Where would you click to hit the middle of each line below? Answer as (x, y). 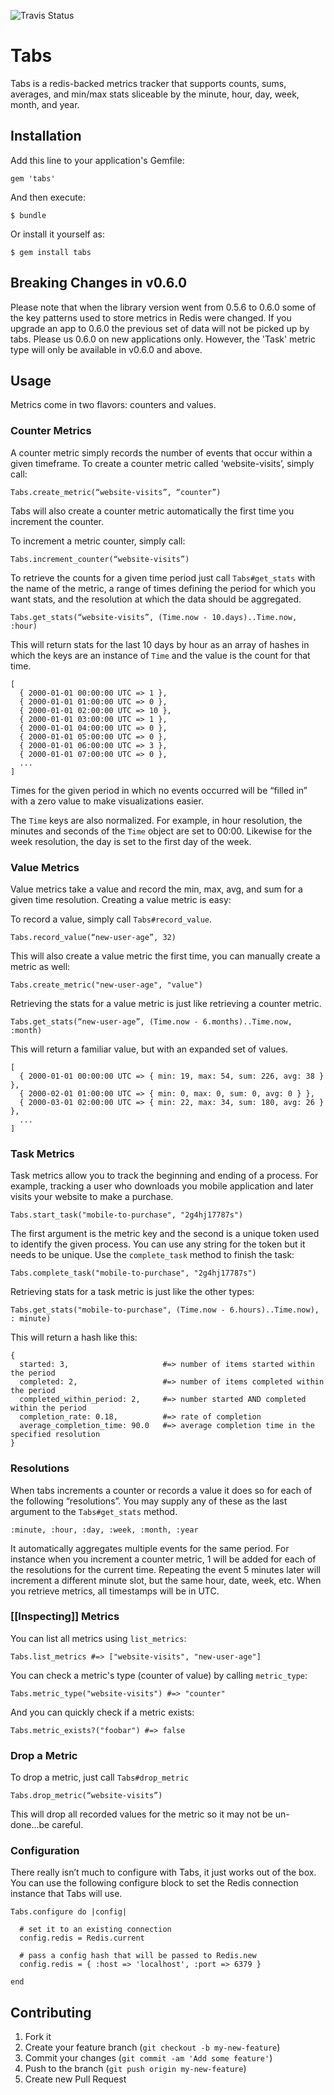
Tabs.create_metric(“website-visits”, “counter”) (116, 492)
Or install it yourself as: (57, 234)
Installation (46, 136)
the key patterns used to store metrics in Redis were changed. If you (151, 317)
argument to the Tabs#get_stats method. (94, 1511)
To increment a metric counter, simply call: (98, 541)
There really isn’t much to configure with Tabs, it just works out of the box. (163, 1872)
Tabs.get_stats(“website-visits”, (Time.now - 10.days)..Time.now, (154, 617)
